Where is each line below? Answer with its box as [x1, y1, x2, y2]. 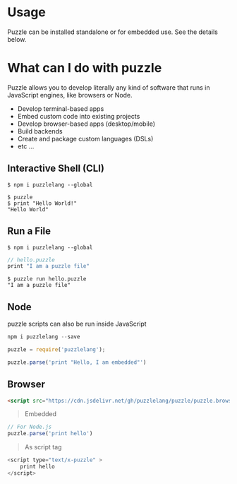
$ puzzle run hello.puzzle [7, 276, 87, 283]
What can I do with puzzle [7, 60, 162, 76]
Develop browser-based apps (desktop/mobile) [17, 119, 156, 128]
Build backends [17, 126, 63, 135]
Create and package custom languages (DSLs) [17, 134, 154, 143]
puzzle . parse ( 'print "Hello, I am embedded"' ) [7, 358, 147, 366]
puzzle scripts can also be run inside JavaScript [7, 319, 147, 329]
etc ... [17, 142, 35, 150]
